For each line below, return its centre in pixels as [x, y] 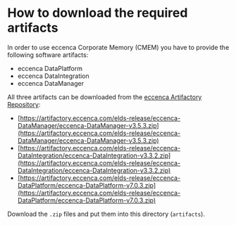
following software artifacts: [48, 55]
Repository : [24, 104]
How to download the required [98, 13]
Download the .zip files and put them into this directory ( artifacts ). [106, 214]
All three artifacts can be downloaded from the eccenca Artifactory [105, 97]
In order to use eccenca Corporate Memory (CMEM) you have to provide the [118, 47]
